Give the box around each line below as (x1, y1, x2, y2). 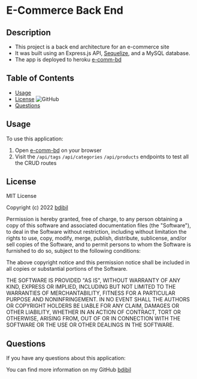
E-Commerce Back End (6, 4, 124, 17)
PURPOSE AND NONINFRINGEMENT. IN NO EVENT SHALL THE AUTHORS (6, 296, 190, 303)
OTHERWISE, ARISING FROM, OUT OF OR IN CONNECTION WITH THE (6, 315, 181, 322)
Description (6, 27, 51, 38)
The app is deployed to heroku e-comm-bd (14, 56, 122, 63)
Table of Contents (6, 73, 75, 84)
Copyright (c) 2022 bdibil (6, 204, 69, 211)
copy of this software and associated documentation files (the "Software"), (6, 222, 192, 229)
